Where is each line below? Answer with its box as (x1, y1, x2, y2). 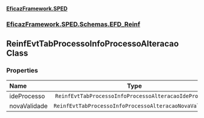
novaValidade (9, 102, 48, 110)
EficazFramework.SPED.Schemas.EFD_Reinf (6, 20, 141, 28)
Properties (6, 66, 38, 74)
